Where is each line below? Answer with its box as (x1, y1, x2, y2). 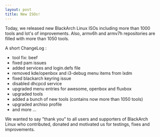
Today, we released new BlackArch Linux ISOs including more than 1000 (5, 25, 150, 31)
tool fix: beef (12, 54, 38, 60)
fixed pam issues (12, 60, 47, 66)
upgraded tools (12, 91, 43, 97)
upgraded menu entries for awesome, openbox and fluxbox (12, 86, 132, 91)
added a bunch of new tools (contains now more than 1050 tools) (12, 96, 143, 102)
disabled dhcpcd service (12, 80, 62, 86)
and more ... (12, 106, 37, 113)
